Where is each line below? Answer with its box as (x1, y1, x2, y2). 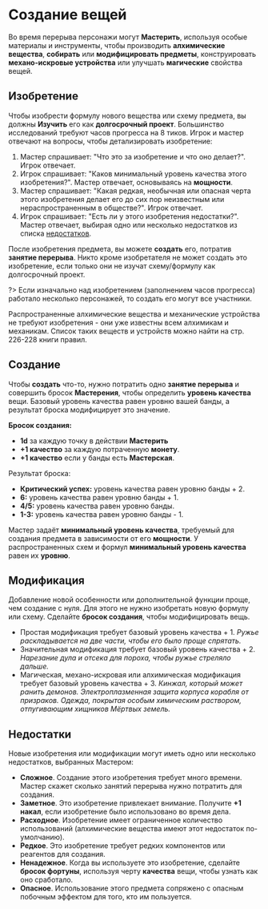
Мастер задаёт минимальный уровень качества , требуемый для (8, 525, 234, 535)
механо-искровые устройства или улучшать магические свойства (8, 58, 242, 67)
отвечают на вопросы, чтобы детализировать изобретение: (8, 136, 213, 146)
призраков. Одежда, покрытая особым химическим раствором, (19, 696, 242, 705)
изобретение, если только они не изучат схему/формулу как (8, 261, 216, 270)
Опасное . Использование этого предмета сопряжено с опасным (19, 883, 244, 893)
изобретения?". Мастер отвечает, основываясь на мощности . (19, 177, 234, 187)
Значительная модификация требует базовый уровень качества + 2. (19, 644, 256, 654)
